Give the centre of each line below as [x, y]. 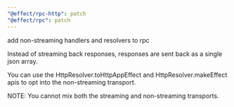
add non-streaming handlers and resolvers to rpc [78, 40]
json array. [22, 61]
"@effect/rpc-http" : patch [47, 14]
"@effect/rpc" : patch [39, 20]
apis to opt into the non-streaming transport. [72, 82]
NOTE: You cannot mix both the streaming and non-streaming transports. [113, 96]
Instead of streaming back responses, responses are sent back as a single [115, 54]
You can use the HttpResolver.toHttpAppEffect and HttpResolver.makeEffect [117, 75]
